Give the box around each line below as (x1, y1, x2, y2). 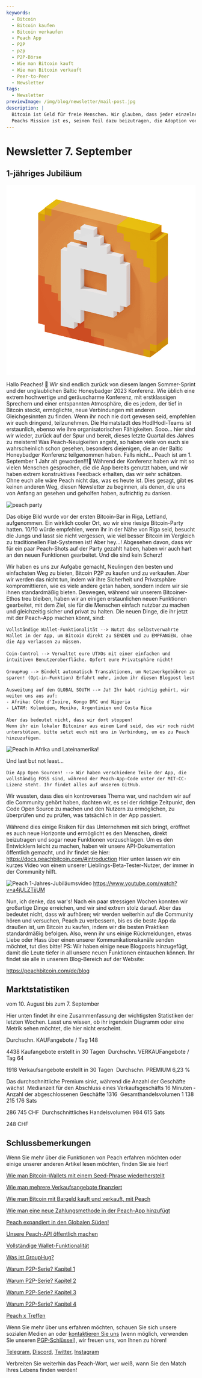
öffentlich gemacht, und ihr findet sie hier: (6, 848, 110, 856)
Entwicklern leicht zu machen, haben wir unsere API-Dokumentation (6, 842, 176, 850)
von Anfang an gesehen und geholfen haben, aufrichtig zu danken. (6, 489, 173, 496)
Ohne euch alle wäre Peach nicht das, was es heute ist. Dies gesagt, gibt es (6, 477, 194, 484)
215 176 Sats (6, 1097, 37, 1104)
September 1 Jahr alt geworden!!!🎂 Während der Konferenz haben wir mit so (6, 457, 195, 465)
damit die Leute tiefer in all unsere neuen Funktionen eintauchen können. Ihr (6, 949, 195, 956)
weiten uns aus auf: (6, 693, 58, 699)
